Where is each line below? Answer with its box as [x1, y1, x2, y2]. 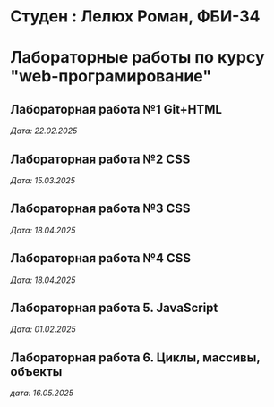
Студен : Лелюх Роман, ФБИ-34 [10, 6, 261, 27]
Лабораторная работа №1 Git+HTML [10, 101, 223, 117]
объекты [10, 364, 63, 379]
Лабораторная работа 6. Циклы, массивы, [10, 350, 261, 365]
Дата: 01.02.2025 [10, 324, 76, 335]
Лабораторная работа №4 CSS [10, 250, 192, 266]
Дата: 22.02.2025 [10, 125, 78, 136]
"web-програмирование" [10, 66, 212, 87]
